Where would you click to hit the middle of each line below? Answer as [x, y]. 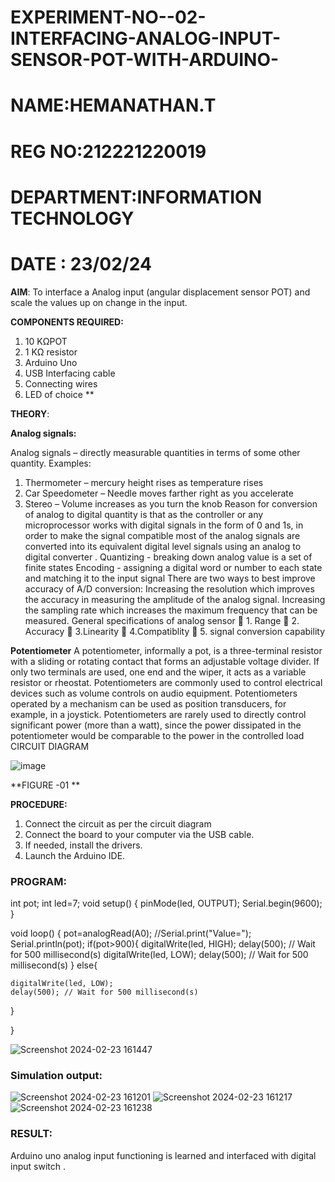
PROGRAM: [38, 881]
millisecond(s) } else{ [54, 965]
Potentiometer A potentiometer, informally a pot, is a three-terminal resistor [166, 650]
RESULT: [31, 1134]
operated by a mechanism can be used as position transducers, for [148, 703]
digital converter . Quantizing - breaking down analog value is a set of [168, 557]
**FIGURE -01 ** [45, 785]
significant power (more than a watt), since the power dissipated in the [156, 725]
